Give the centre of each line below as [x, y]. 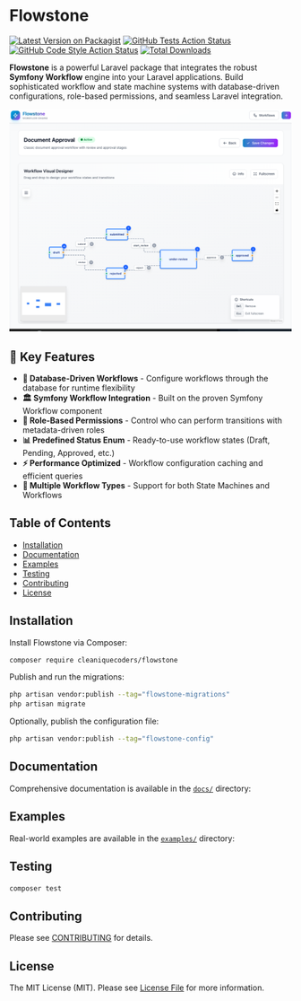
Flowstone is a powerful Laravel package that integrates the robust [133, 67]
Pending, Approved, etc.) [68, 452]
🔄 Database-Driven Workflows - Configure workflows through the [145, 378]
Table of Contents [60, 523]
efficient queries [52, 476]
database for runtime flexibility [79, 388]
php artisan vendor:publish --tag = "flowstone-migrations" [120, 695]
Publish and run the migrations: [67, 677]
